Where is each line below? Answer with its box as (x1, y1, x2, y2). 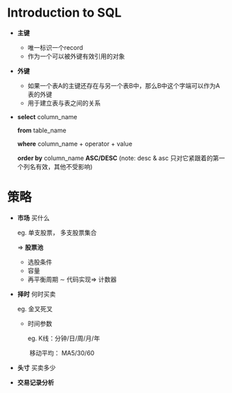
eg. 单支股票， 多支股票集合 (17, 228, 97, 236)
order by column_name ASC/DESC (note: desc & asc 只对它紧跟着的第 (17, 154, 220, 162)
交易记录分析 (17, 378, 54, 386)
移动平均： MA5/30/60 (29, 349, 95, 357)
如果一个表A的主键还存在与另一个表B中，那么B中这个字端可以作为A (27, 81, 220, 89)
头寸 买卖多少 (17, 363, 56, 372)
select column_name (17, 112, 78, 121)
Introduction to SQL (7, 5, 122, 21)
